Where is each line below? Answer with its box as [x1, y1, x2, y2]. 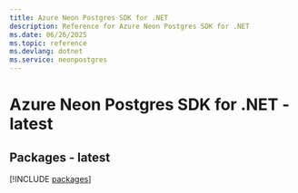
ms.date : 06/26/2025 [9, 30, 88, 39]
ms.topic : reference [9, 38, 88, 48]
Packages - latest [9, 150, 111, 165]
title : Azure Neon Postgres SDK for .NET [9, 13, 169, 23]
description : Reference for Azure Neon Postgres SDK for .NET [9, 22, 250, 31]
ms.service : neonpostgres [9, 55, 107, 64]
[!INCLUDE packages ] [9, 174, 92, 184]
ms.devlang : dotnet [9, 47, 84, 56]
